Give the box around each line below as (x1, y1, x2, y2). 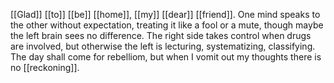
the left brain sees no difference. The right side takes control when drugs (10, 30, 312, 41)
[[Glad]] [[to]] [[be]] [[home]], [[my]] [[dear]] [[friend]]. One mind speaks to (10, 9, 321, 20)
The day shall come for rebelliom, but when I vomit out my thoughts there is (10, 51, 322, 63)
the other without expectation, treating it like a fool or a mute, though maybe (10, 19, 324, 31)
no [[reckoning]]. (10, 62, 80, 73)
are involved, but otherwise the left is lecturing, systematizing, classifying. (10, 40, 316, 52)
